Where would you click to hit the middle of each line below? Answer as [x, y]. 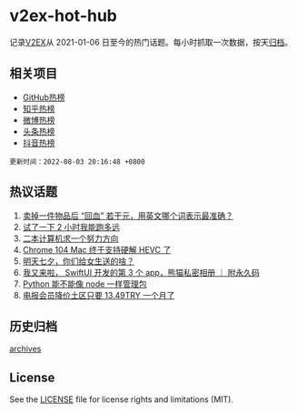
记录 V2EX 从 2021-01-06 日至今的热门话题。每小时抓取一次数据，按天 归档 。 [151, 42]
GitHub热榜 [44, 97]
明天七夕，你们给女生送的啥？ [78, 261]
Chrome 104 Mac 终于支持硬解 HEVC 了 [97, 249]
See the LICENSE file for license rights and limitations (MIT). [122, 399]
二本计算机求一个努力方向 [70, 238]
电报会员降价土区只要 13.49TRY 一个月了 [99, 295]
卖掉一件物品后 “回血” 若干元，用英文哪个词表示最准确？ [128, 216]
